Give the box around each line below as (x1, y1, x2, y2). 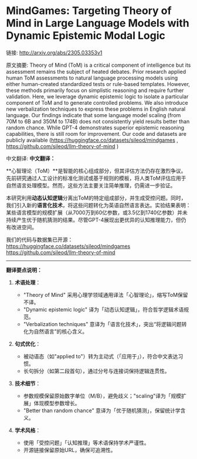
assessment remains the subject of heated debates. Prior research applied (6, 68, 186, 75)
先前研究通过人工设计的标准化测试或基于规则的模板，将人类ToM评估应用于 (6, 174, 186, 181)
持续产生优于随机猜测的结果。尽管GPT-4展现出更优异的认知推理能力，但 (6, 216, 181, 223)
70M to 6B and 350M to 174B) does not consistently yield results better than (6, 118, 190, 125)
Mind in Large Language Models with (6, 16, 189, 30)
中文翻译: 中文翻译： (6, 155, 56, 162)
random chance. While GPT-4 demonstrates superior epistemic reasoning (6, 124, 185, 131)
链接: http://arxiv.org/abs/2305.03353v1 (6, 49, 103, 56)
